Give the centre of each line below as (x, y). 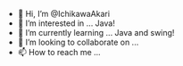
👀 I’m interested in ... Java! (67, 23)
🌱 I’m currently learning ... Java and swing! (96, 33)
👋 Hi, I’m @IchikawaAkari (63, 14)
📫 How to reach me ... (59, 52)
